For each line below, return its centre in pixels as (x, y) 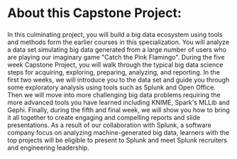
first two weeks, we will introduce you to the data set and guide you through (118, 80)
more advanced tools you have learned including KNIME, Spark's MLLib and (118, 103)
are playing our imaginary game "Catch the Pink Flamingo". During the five (116, 57)
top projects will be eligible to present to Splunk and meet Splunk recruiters (117, 141)
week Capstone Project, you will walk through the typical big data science (115, 65)
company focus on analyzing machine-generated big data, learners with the (118, 133)
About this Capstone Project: (95, 13)
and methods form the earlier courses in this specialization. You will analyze (118, 42)
